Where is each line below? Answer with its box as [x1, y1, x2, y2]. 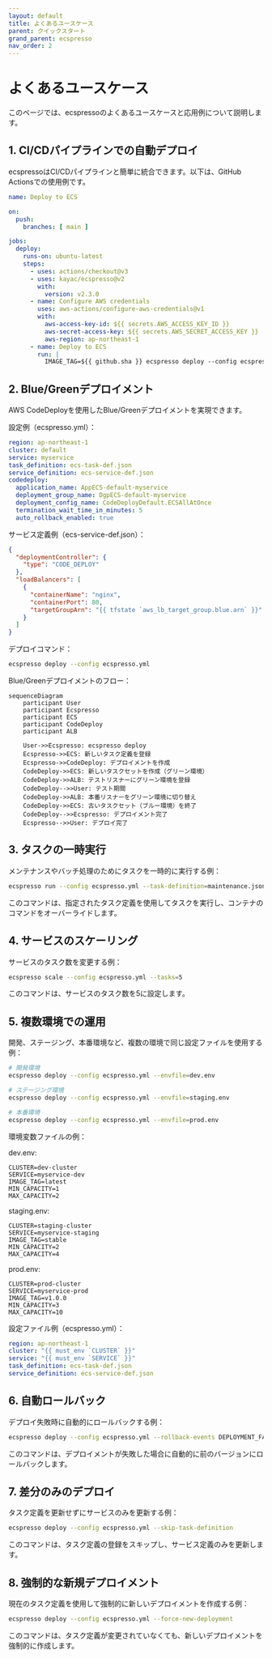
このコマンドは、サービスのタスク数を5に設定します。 [8, 988, 189, 998]
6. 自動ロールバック [8, 1394, 107, 1408]
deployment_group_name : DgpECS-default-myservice [15, 491, 186, 500]
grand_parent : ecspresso [8, 34, 92, 43]
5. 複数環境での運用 [8, 1014, 106, 1028]
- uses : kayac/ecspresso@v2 [29, 274, 125, 283]
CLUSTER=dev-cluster [8, 1163, 79, 1171]
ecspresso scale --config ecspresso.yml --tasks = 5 [8, 973, 183, 981]
